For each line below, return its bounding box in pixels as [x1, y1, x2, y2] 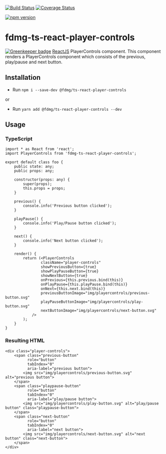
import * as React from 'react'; [5, 147, 75, 152]
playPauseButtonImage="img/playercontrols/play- [40, 299, 143, 304]
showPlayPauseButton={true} [40, 269, 99, 274]
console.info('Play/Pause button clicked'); [23, 221, 117, 226]
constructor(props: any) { [14, 177, 70, 182]
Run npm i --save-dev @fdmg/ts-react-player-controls [12, 86, 127, 92]
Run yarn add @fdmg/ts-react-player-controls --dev [12, 106, 122, 112]
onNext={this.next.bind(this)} [40, 286, 106, 291]
